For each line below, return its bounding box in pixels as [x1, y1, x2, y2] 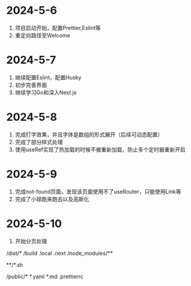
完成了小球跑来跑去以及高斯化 [14, 195, 89, 202]
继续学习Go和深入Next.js [14, 88, 77, 96]
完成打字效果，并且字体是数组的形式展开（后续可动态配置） [14, 130, 163, 138]
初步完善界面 [14, 81, 47, 88]
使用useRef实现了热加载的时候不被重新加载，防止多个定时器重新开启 [14, 145, 186, 153]
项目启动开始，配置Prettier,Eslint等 [14, 24, 101, 31]
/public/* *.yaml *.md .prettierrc [6, 273, 84, 280]
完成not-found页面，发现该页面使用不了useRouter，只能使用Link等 [14, 187, 181, 195]
